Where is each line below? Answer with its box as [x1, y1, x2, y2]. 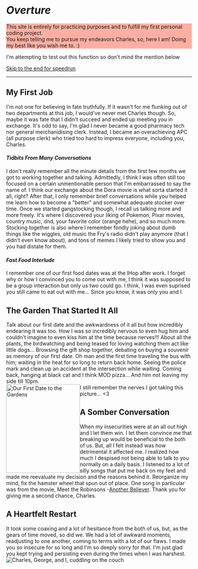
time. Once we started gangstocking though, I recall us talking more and [6, 205, 181, 212]
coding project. [6, 29, 43, 36]
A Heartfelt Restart [6, 509, 77, 519]
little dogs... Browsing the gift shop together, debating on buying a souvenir [6, 346, 189, 353]
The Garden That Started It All [6, 305, 118, 316]
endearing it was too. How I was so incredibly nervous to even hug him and [6, 327, 189, 334]
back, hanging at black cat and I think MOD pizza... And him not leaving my [6, 371, 189, 378]
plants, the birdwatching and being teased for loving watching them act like [6, 340, 189, 347]
